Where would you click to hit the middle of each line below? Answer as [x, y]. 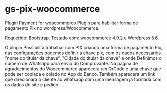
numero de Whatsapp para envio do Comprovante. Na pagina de [72, 63]
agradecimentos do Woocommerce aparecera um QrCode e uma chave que [83, 69]
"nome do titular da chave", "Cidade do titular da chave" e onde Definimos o [83, 58]
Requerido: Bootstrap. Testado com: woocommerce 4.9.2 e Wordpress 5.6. [82, 38]
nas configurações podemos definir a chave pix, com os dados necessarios [83, 53]
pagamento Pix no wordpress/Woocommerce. [52, 28]
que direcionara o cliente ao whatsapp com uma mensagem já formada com [83, 79]
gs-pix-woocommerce [53, 9]
